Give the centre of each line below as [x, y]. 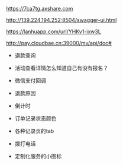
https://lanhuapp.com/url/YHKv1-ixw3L [54, 31]
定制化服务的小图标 [38, 156]
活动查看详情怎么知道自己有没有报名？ [61, 68]
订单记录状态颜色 [35, 118]
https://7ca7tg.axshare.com [40, 9]
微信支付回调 [30, 80]
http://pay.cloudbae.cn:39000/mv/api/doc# [59, 43]
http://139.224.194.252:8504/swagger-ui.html [61, 20]
